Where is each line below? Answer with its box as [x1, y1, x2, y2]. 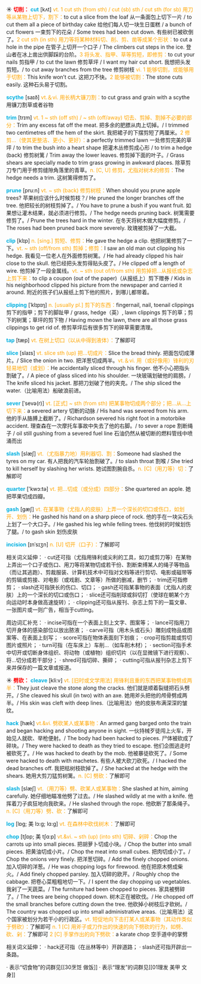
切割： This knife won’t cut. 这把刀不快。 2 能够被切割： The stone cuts [11, 73, 183, 80]
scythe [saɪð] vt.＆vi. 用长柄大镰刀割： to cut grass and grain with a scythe [6, 94, 190, 101]
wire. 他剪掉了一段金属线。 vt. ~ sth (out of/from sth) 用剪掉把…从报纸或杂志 [6, 267, 193, 274]
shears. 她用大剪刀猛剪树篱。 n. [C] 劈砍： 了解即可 [6, 772, 130, 779]
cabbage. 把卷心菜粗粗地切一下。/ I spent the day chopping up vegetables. [6, 878, 191, 885]
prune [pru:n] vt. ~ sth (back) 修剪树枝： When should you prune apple [6, 187, 181, 194]
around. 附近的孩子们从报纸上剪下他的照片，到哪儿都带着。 [6, 288, 153, 296]
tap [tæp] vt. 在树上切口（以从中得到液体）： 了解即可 [6, 336, 136, 344]
